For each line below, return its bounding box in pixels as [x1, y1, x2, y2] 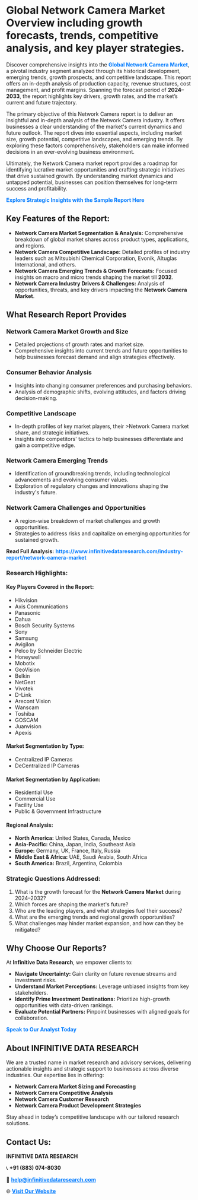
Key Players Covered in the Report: [6, 583, 94, 591]
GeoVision [14, 666, 40, 673]
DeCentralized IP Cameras [14, 762, 80, 769]
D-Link [14, 691, 31, 698]
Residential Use [14, 789, 53, 796]
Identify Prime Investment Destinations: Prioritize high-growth [14, 995, 170, 1003]
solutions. [6, 1120, 30, 1127]
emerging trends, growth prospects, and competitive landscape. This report [6, 74, 191, 81]
